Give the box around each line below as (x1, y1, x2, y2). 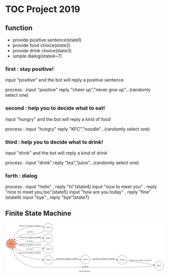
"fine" (138, 189, 151, 195)
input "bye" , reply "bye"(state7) (22, 194, 89, 200)
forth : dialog (5, 172, 38, 179)
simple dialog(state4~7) (12, 53, 62, 59)
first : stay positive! (5, 65, 54, 73)
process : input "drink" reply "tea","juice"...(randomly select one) (5, 160, 139, 166)
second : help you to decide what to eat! (5, 105, 105, 112)
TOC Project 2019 (5, 4, 81, 15)
